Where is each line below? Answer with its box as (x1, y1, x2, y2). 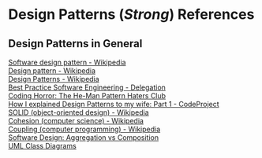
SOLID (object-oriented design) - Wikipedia (8, 108, 149, 117)
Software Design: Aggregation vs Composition (8, 133, 159, 142)
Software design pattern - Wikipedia (8, 57, 126, 67)
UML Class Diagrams (8, 141, 77, 150)
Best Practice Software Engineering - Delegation (8, 83, 166, 92)
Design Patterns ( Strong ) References (8, 6, 255, 24)
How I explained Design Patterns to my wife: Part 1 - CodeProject (8, 100, 219, 108)
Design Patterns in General (8, 37, 143, 50)
